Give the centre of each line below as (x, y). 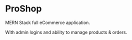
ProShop (23, 9)
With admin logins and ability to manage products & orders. (66, 32)
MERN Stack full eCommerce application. (47, 22)
